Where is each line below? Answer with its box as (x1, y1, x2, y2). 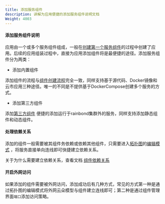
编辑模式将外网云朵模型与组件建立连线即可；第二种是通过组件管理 (26, 187, 160, 193)
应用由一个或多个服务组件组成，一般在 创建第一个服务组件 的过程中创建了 (5, 44, 151, 50)
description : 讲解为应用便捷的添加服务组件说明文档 (5, 12, 100, 17)
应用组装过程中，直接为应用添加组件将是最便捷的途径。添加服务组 (26, 50, 160, 56)
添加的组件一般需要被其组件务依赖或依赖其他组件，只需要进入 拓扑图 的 (5, 141, 147, 146)
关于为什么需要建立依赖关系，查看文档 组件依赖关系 (5, 157, 110, 163)
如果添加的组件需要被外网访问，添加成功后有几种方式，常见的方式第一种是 (5, 181, 156, 187)
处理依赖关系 (5, 129, 31, 135)
